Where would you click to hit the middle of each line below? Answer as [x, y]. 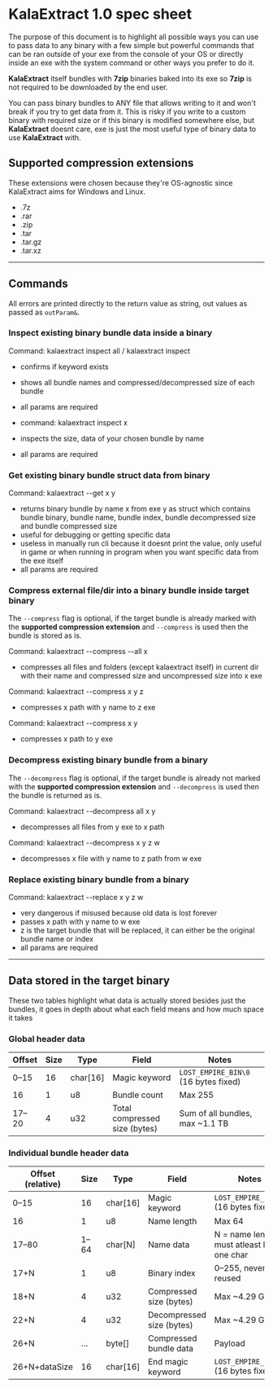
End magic [168, 1362]
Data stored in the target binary [89, 981]
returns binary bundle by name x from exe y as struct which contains [135, 509]
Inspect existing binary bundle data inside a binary [110, 333]
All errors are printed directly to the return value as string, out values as [128, 303]
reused [227, 1278]
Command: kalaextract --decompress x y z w [84, 842]
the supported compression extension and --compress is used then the [129, 627]
